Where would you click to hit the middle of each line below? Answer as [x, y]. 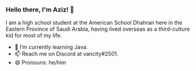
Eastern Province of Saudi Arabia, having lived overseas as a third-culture [98, 29]
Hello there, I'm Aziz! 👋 [40, 10]
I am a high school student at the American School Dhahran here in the [94, 23]
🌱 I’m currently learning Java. [51, 47]
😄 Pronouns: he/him [40, 63]
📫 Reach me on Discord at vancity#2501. [66, 54]
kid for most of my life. [34, 35]
